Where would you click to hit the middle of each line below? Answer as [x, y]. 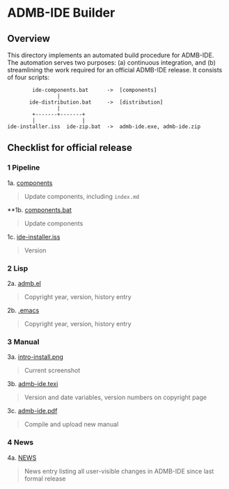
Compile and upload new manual [71, 424]
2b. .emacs [23, 310]
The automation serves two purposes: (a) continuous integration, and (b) [111, 63]
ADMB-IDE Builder [61, 13]
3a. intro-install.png [35, 357]
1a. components [30, 183]
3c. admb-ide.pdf [32, 411]
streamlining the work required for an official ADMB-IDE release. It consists [115, 70]
